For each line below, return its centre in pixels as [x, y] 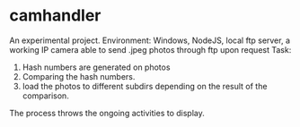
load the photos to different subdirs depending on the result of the [145, 86]
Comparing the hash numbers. [79, 76]
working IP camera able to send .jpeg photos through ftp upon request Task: [150, 49]
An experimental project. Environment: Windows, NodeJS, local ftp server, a [150, 40]
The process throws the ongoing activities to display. [107, 113]
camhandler [55, 16]
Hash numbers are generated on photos [96, 67]
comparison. [45, 96]
